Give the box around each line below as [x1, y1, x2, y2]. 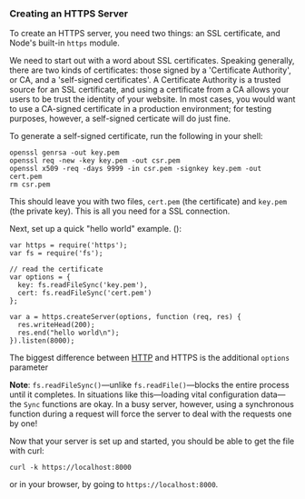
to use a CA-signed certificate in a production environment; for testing [9, 104, 272, 115]
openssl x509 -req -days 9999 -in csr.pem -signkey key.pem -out [9, 165, 261, 174]
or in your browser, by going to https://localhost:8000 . [9, 479, 219, 490]
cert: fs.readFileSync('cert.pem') [17, 289, 152, 298]
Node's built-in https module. [9, 37, 121, 48]
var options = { [9, 273, 71, 282]
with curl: [9, 445, 44, 456]
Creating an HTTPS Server [9, 7, 129, 20]
